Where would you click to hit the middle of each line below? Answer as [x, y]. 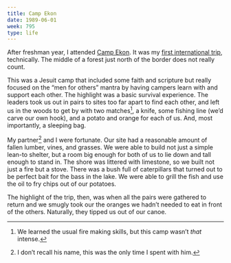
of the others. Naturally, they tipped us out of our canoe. [87, 211]
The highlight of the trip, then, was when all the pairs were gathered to [107, 197]
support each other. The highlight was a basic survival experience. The [108, 95]
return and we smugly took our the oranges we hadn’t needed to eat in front [114, 204]
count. [16, 67]
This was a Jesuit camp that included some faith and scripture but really [109, 81]
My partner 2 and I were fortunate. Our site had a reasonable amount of [107, 139]
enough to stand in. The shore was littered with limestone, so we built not [111, 162]
